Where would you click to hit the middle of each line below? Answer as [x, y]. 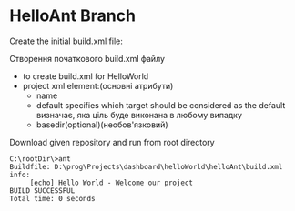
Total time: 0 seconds [52, 198]
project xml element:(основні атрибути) [98, 85]
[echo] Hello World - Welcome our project [112, 183]
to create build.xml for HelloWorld [86, 76]
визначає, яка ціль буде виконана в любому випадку [139, 115]
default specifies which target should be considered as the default [161, 105]
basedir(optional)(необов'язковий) [102, 125]
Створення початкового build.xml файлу [87, 58]
